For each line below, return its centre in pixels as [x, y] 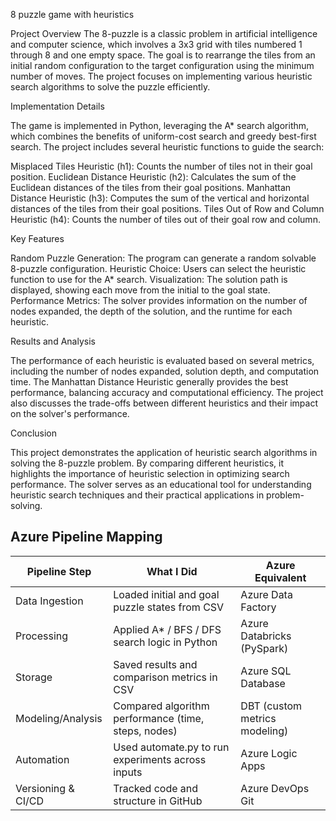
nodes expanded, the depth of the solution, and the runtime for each [151, 311]
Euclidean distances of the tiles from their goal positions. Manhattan [151, 187]
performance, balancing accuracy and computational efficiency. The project [167, 392]
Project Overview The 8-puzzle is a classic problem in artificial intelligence [164, 33]
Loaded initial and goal [166, 594]
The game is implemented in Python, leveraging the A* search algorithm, [160, 125]
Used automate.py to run [171, 747]
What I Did [172, 571]
